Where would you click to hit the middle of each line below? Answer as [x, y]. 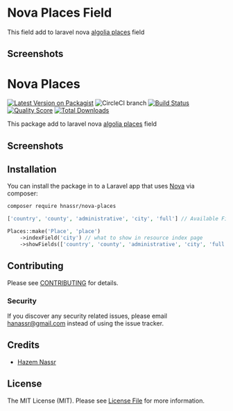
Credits [24, 345]
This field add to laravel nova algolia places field [76, 32]
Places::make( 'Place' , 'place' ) [54, 232]
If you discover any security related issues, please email [87, 316]
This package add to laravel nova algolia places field [82, 124]
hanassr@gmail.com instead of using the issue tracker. [86, 323]
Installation [32, 169]
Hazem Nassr [37, 362]
